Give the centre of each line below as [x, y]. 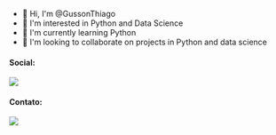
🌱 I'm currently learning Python [79, 32]
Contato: [26, 101]
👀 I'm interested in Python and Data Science [103, 23]
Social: [22, 62]
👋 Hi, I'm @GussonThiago [69, 14]
